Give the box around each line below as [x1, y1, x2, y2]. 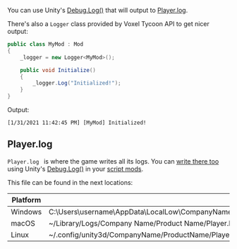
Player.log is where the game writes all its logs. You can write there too [7, 157, 219, 165]
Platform [11, 195, 42, 205]
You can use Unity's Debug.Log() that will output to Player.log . [7, 6, 188, 14]
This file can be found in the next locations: [7, 178, 133, 186]
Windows [11, 207, 42, 217]
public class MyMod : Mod [7, 41, 83, 48]
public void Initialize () [20, 66, 97, 73]
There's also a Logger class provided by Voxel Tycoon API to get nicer [7, 20, 210, 28]
